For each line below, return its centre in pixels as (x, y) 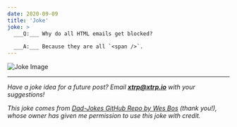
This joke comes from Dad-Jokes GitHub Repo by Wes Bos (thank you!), (112, 108)
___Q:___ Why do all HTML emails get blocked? (83, 34)
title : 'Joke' (28, 20)
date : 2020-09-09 (33, 14)
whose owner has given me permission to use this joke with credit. (104, 116)
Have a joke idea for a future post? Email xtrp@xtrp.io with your (101, 87)
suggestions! (26, 95)
